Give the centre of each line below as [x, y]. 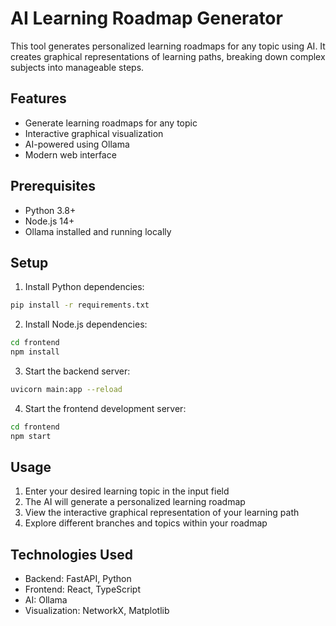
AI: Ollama [46, 600]
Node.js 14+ [49, 221]
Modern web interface [70, 154]
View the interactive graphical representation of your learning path [162, 513]
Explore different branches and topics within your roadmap [146, 523]
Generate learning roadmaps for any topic [111, 123]
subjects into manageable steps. [77, 67]
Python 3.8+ [50, 210]
